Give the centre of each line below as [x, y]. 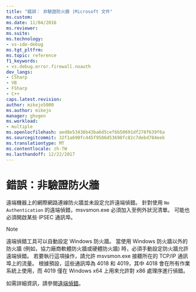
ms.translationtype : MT [35, 143]
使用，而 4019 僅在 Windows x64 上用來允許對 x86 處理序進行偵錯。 [105, 271]
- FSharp [17, 88]
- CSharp [17, 77]
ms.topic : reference [32, 55]
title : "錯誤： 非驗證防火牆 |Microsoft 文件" [60, 12]
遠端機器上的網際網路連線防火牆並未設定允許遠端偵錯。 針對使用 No [88, 203]
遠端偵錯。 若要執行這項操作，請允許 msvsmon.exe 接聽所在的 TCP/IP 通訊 [97, 256]
